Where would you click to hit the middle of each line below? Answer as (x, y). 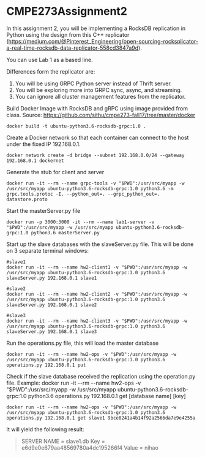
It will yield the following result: (45, 429)
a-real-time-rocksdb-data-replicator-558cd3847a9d (73, 48)
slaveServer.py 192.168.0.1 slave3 (52, 332)
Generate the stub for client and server (55, 172)
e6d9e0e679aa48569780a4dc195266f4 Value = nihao (90, 447)
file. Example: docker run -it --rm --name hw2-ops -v (74, 383)
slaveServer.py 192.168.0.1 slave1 (52, 278)
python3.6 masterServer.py (65, 232)
